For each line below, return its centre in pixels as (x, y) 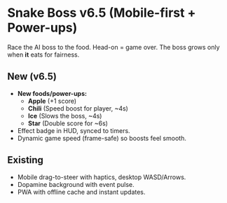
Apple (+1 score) (52, 101)
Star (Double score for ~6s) (68, 123)
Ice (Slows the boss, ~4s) (65, 115)
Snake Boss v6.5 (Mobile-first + (102, 13)
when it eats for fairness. (43, 55)
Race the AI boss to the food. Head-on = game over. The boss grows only (113, 47)
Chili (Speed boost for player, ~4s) (78, 108)
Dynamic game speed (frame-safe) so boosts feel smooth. (102, 138)
